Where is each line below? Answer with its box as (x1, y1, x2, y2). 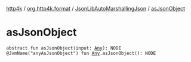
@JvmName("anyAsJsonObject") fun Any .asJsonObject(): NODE (6, 50, 156, 56)
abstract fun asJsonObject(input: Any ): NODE (6, 45, 121, 51)
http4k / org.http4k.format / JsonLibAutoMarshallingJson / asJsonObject (6, 5, 186, 12)
